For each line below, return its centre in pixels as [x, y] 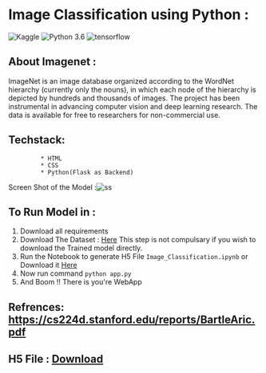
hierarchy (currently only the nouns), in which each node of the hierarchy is [133, 89]
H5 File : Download [56, 359]
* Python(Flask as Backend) [87, 172]
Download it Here [48, 265]
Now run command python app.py [75, 273]
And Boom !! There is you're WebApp [81, 282]
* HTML [51, 158]
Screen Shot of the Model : [53, 187]
